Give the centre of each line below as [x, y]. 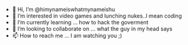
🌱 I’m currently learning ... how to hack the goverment [80, 22]
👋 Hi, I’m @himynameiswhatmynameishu [64, 9]
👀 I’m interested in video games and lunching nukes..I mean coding [97, 16]
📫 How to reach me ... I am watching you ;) [67, 36]
